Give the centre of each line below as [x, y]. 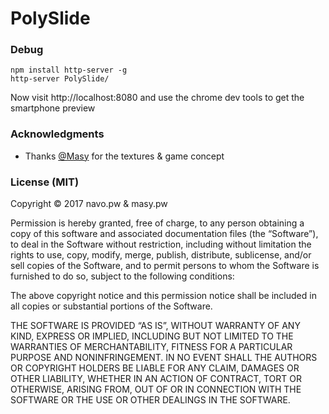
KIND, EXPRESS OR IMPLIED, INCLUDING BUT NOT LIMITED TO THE [152, 336]
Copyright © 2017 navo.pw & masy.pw [89, 204]
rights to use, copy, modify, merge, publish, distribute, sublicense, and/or [161, 255]
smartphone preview [53, 108]
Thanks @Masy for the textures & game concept [124, 156]
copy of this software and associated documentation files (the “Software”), [164, 234]
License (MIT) [45, 182]
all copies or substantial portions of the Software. [111, 306]
